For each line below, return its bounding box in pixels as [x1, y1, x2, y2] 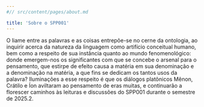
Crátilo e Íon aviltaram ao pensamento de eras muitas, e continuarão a [6, 81, 183, 89]
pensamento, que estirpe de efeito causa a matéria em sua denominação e [6, 62, 194, 70]
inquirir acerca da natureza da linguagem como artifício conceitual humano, [6, 43, 197, 50]
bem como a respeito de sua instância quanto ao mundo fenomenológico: [6, 49, 191, 57]
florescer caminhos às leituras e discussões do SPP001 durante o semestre [6, 88, 196, 95]
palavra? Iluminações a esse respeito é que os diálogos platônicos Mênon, [6, 75, 193, 83]
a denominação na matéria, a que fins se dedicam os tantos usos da [6, 69, 178, 76]
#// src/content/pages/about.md [6, 9, 88, 15]
